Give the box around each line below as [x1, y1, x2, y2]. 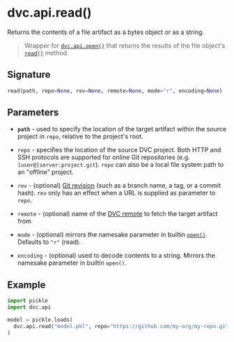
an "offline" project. [17, 168, 75, 177]
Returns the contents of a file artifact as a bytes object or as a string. [7, 28, 204, 36]
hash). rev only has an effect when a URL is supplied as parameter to [17, 189, 216, 197]
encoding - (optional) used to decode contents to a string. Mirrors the [17, 252, 216, 260]
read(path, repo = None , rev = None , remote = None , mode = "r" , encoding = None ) [7, 87, 223, 95]
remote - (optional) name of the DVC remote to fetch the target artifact [17, 210, 218, 218]
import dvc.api [7, 304, 52, 311]
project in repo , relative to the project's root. [17, 132, 144, 140]
